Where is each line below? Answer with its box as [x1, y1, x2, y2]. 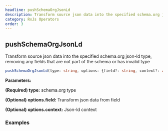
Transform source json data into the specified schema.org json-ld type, [5, 53, 152, 59]
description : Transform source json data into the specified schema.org [5, 12, 160, 17]
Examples [5, 119, 30, 126]
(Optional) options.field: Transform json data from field [5, 96, 120, 103]
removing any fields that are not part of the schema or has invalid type [5, 59, 150, 65]
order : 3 [5, 21, 23, 27]
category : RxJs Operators [5, 17, 59, 22]
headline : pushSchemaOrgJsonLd [5, 7, 70, 13]
